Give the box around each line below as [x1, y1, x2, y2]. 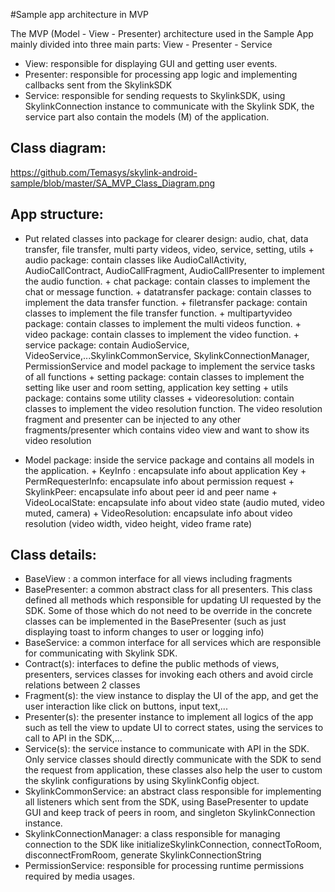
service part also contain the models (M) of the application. [24, 111, 270, 123]
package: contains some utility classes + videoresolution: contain [24, 392, 295, 404]
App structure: [10, 206, 104, 223]
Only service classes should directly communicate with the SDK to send [24, 754, 322, 766]
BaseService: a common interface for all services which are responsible [24, 637, 322, 649]
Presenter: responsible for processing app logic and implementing [24, 69, 298, 80]
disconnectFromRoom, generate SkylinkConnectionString [24, 849, 262, 861]
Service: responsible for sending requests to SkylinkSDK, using [24, 90, 286, 101]
